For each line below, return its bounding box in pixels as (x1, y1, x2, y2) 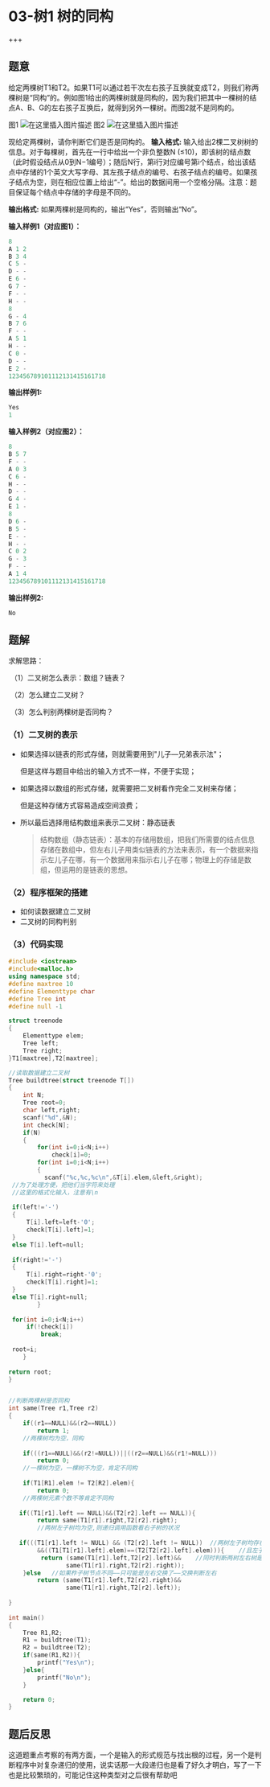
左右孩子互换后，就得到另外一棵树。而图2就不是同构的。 (51, 102, 239, 113)
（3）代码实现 (8, 939, 63, 950)
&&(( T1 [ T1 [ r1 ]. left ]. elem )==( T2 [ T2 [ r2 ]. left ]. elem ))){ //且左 (37, 1546, 259, 1555)
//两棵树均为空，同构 (22, 1434, 84, 1442)
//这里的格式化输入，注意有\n (11, 1188, 99, 1197)
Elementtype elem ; (22, 1032, 84, 1040)
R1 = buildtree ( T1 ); (22, 1636, 92, 1645)
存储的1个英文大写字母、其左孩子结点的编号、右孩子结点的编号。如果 (22, 166, 251, 177)
